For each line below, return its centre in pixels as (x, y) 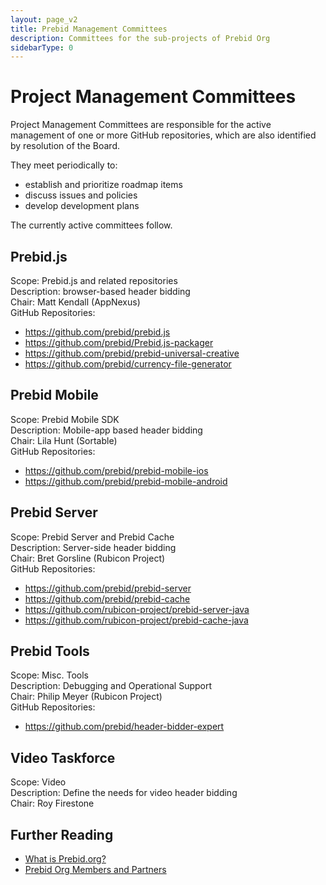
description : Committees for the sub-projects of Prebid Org (140, 38)
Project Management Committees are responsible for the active (141, 125)
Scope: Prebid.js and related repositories (94, 280)
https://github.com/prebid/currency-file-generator (128, 364)
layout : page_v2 (44, 19)
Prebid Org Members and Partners (95, 870)
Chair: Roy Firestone (52, 803)
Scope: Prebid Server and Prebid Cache (92, 537)
